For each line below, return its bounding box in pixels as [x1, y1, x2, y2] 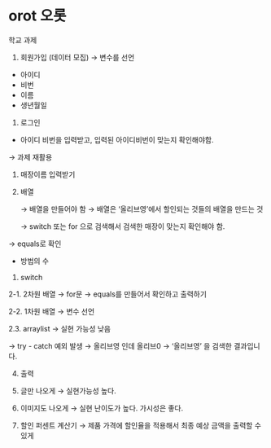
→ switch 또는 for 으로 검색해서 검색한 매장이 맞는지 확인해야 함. [20, 221, 225, 231]
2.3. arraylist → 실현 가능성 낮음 [8, 323, 111, 333]
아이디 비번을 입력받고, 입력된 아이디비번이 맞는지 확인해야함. [20, 134, 214, 144]
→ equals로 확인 [8, 239, 62, 248]
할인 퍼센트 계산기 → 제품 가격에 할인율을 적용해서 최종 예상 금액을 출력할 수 [20, 420, 262, 430]
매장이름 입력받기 [20, 169, 76, 179]
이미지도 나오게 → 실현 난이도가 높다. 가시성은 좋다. [20, 403, 184, 413]
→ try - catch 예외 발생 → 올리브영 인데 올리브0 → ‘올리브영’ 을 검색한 [8, 340, 232, 350]
